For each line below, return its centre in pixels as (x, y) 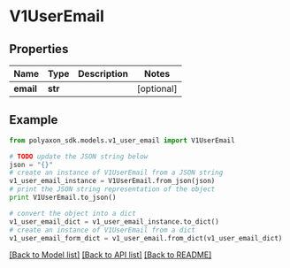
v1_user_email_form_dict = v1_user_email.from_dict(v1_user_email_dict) (146, 238)
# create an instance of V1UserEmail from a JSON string (116, 173)
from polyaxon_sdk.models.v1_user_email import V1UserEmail (122, 140)
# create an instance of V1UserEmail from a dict (103, 230)
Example (34, 120)
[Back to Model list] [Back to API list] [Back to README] (111, 255)
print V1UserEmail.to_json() (63, 198)
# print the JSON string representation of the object (112, 189)
